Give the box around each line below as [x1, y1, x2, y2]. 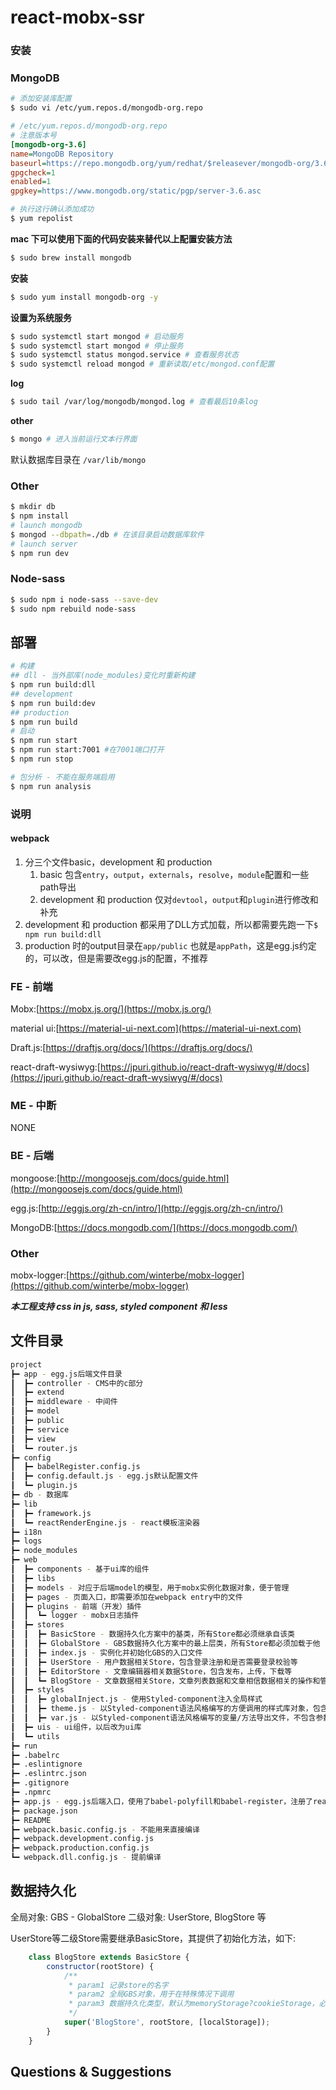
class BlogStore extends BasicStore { [28, 1952, 190, 1962]
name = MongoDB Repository [10, 149, 114, 159]
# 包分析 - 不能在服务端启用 [10, 772, 115, 782]
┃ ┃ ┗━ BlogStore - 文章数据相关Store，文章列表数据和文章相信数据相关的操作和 [10, 1676, 321, 1686]
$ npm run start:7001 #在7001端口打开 [10, 745, 165, 755]
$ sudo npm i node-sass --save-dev [10, 594, 159, 605]
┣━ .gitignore [10, 1778, 70, 1788]
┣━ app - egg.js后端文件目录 [10, 1369, 123, 1379]
